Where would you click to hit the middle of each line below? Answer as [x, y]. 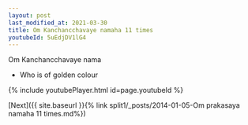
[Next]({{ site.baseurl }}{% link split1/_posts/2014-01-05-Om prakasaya [124, 105]
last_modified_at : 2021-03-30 [58, 23]
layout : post [30, 15]
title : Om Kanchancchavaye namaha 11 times [81, 30]
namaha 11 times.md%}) [47, 114]
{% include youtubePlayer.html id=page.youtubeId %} [96, 90]
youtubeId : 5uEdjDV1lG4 [47, 37]
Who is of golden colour [59, 75]
